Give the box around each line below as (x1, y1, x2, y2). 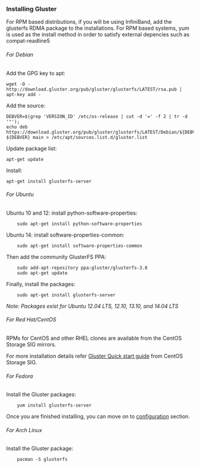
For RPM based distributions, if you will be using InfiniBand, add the (6, 18, 172, 26)
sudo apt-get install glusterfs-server (17, 292, 116, 298)
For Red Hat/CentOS (6, 316, 57, 323)
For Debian (6, 51, 34, 58)
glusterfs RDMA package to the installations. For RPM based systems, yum (6, 24, 189, 32)
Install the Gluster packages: (6, 391, 76, 398)
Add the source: (6, 102, 46, 109)
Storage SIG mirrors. (6, 340, 57, 348)
